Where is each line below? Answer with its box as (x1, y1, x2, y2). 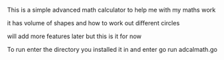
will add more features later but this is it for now (7, 32, 142, 40)
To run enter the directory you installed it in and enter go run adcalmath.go (7, 46, 218, 53)
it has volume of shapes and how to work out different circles (7, 19, 180, 27)
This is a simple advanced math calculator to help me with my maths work (7, 6, 216, 14)
